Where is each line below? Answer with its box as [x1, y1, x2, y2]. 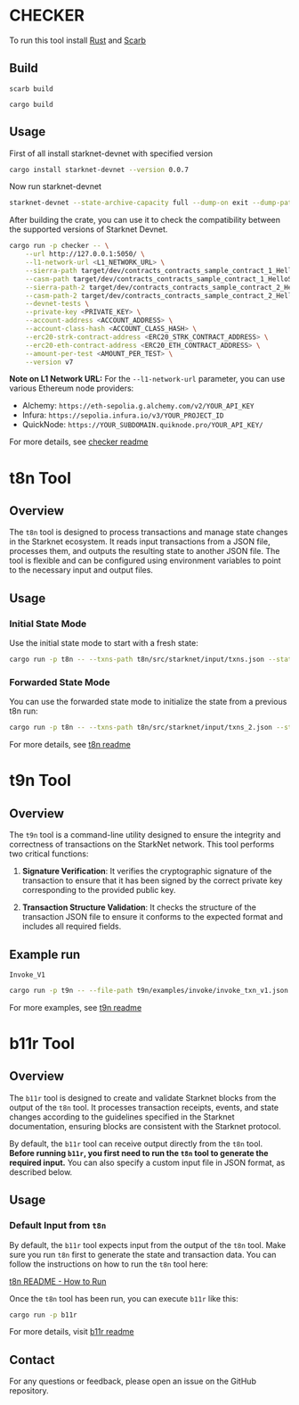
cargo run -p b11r [9, 1310, 77, 1319]
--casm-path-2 [25, 291, 77, 300]
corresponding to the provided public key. [21, 885, 176, 896]
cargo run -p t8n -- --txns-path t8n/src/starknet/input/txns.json [9, 655, 265, 665]
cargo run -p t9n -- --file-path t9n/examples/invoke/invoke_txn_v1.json [9, 986, 289, 995]
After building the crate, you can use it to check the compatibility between [9, 215, 281, 226]
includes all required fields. [21, 921, 122, 932]
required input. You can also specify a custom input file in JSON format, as [9, 1157, 286, 1168]
